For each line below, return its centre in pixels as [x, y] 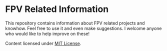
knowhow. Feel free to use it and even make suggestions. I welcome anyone [83, 28]
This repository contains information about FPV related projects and [75, 23]
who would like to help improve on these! [47, 33]
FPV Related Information [57, 9]
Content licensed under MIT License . [43, 43]
